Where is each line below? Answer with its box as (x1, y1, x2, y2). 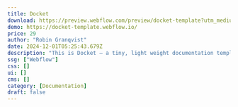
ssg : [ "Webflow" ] (7, 56, 59, 63)
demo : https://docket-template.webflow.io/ (7, 23, 138, 30)
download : (7, 17, 37, 24)
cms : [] (7, 75, 30, 83)
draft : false (7, 89, 46, 96)
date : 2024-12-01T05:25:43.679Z (7, 43, 103, 50)
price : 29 (7, 30, 37, 37)
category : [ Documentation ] (7, 82, 87, 89)
